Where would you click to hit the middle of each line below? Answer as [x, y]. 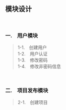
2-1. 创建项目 [32, 102]
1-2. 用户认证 [32, 54]
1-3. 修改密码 [32, 60]
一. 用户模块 [22, 35]
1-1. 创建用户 [32, 47]
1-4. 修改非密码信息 [39, 67]
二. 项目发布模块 [27, 91]
